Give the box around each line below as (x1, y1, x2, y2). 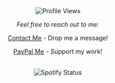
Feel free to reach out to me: (16, 20, 99, 29)
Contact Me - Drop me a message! (7, 34, 109, 42)
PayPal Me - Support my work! (13, 47, 103, 55)
